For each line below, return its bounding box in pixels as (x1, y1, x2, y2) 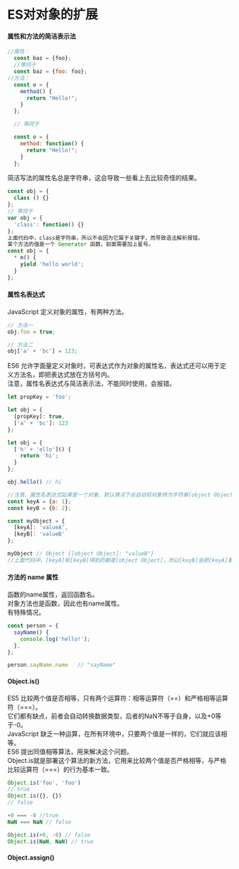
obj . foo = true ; (7, 328, 55, 335)
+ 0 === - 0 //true (7, 812, 59, 819)
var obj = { (7, 214, 43, 222)
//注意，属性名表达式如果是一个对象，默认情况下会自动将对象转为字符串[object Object (7, 491, 233, 499)
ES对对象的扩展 (7, 6, 98, 23)
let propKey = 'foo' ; (7, 393, 72, 401)
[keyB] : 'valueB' (14, 531, 65, 538)
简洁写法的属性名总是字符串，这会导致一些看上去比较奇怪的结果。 (7, 174, 201, 182)
